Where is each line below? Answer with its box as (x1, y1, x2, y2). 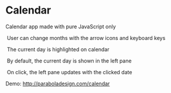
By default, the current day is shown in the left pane (6, 57, 132, 64)
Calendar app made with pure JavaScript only (5, 23, 117, 30)
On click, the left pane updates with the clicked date (6, 68, 132, 75)
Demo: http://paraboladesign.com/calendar (5, 80, 110, 87)
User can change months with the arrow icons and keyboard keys (6, 34, 166, 41)
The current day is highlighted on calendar (6, 45, 110, 53)
